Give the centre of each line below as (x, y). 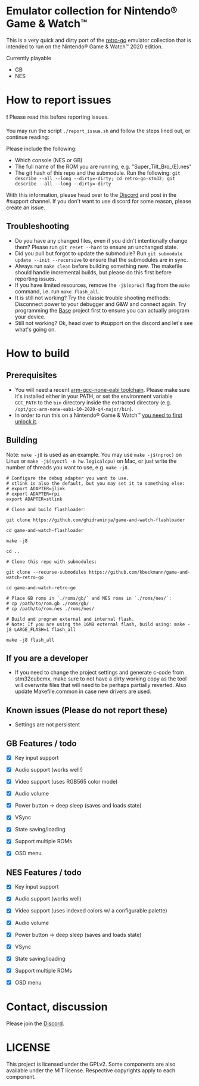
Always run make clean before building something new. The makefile (99, 266)
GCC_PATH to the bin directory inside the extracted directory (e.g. (93, 402)
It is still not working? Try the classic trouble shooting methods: (92, 298)
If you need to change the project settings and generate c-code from (99, 673)
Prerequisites (32, 375)
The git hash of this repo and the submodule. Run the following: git (97, 173)
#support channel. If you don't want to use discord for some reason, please (99, 201)
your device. (30, 317)
